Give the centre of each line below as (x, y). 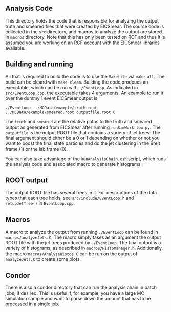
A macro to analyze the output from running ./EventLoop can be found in (82, 232)
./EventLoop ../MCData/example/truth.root (51, 108)
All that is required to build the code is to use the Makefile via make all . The (85, 76)
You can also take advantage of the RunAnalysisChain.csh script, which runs (86, 159)
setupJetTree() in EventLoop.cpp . (40, 203)
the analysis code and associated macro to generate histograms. (73, 164)
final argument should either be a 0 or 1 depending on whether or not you (82, 138)
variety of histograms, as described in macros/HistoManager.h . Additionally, (84, 248)
